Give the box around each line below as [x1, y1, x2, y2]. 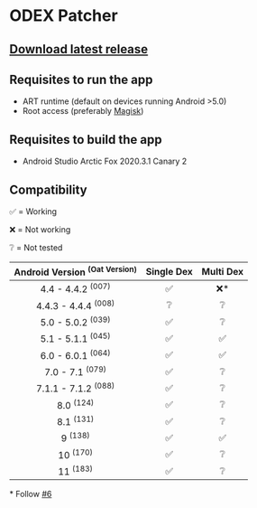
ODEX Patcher [9, 5, 119, 26]
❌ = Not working [9, 224, 71, 235]
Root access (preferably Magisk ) [22, 106, 144, 117]
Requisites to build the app [9, 132, 162, 147]
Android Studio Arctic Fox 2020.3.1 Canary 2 [22, 155, 188, 167]
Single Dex [145, 265, 194, 278]
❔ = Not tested [9, 242, 63, 253]
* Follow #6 [9, 489, 52, 500]
